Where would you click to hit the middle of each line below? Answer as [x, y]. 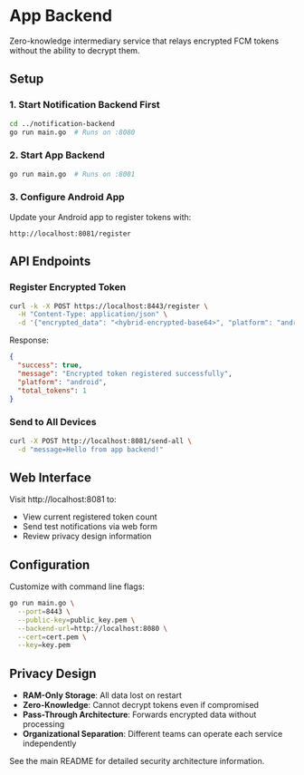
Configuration [50, 564]
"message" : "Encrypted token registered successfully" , [125, 373]
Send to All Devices [53, 422]
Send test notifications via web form [90, 527]
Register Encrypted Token [68, 287]
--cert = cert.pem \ [52, 637]
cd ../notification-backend [62, 123]
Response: [29, 340]
